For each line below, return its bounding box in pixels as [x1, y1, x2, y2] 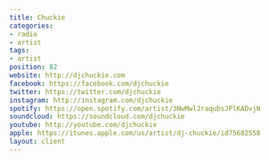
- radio [9, 29, 38, 38]
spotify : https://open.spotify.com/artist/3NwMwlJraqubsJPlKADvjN [9, 104, 261, 113]
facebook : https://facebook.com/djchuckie [9, 79, 169, 88]
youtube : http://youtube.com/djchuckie [9, 121, 158, 130]
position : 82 [9, 63, 58, 72]
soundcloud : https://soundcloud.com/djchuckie [9, 112, 185, 121]
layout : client [9, 137, 66, 146]
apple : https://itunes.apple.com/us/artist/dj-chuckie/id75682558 [9, 129, 261, 138]
